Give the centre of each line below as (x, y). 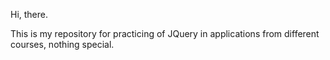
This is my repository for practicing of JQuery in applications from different (165, 33)
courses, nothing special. (62, 44)
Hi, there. (29, 14)
